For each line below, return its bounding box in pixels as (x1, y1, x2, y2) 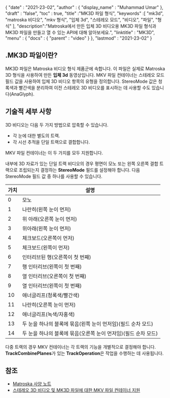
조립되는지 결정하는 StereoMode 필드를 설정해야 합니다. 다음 (18, 167, 141, 173)
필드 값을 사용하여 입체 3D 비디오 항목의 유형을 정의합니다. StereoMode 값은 (5, 78, 157, 84)
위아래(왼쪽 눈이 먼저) (22, 225, 72, 232)
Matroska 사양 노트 (12, 381, 52, 387)
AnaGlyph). (11, 91, 35, 97)
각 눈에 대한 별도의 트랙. (12, 132, 60, 139)
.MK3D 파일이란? (5, 51, 58, 60)
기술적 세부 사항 (5, 107, 52, 116)
